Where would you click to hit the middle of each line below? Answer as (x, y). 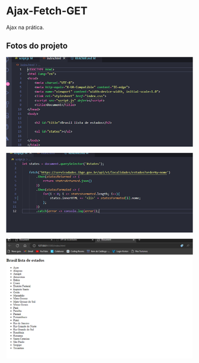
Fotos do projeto (37, 46)
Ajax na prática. (25, 27)
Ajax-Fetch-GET (47, 11)
